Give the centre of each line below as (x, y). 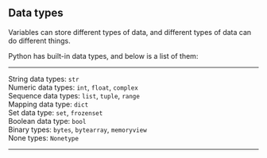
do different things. (39, 40)
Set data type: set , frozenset (56, 112)
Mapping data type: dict (48, 104)
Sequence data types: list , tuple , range (74, 95)
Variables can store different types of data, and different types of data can (130, 32)
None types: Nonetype (44, 137)
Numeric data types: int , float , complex (74, 87)
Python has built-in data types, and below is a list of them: (103, 56)
